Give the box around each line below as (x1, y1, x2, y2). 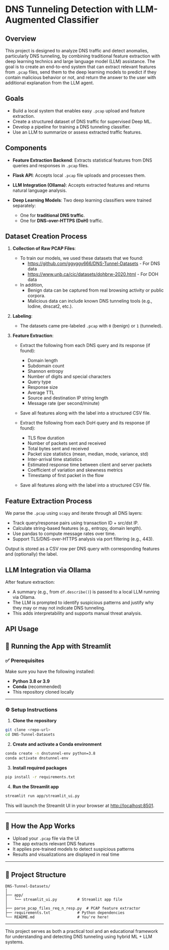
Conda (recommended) (12, 684, 62, 690)
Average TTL (27, 389, 54, 396)
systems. (5, 939, 24, 945)
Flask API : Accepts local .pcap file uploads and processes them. (12, 172, 146, 178)
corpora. (27, 293, 46, 299)
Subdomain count (27, 363, 64, 369)
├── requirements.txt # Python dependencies (5, 910, 125, 915)
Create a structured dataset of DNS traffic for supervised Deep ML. (12, 118, 152, 124)
